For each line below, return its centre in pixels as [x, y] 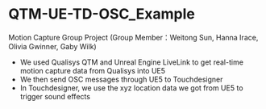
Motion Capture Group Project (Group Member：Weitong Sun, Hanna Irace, [133, 37]
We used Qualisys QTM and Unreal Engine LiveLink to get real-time [132, 62]
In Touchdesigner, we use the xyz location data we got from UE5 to [131, 88]
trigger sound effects [55, 96]
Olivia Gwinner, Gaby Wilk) [52, 46]
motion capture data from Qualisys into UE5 [93, 70]
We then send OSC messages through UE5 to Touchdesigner [121, 79]
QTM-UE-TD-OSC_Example [102, 14]
